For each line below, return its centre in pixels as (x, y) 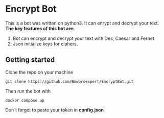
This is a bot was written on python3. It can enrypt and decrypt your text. (82, 23)
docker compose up (25, 100)
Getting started (30, 60)
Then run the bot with (28, 91)
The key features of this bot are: (40, 28)
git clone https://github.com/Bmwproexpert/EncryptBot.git (69, 81)
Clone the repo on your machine (39, 72)
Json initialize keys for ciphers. (45, 43)
